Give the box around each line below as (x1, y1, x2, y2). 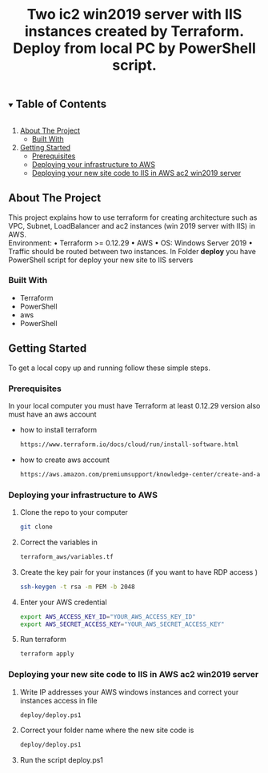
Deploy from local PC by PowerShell (13, 39, 256, 58)
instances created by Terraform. (24, 22, 245, 41)
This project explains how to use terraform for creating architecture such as (8, 213, 258, 222)
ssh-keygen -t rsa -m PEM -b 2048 (19, 583, 135, 591)
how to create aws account (19, 455, 110, 464)
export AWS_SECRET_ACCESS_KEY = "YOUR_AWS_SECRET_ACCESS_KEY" (19, 620, 225, 628)
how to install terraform (19, 424, 98, 434)
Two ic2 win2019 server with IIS (26, 6, 242, 24)
